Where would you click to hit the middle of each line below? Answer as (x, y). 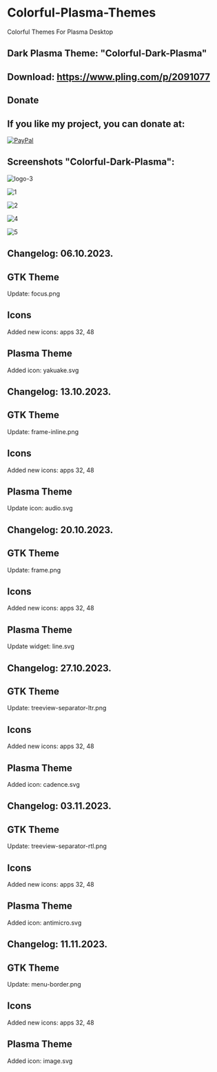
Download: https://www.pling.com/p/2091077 (109, 77)
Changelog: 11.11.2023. (58, 944)
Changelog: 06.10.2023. (60, 254)
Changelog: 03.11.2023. (59, 806)
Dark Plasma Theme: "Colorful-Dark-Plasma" (107, 53)
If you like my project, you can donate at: (96, 124)
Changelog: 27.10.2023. (59, 668)
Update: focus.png (34, 293)
